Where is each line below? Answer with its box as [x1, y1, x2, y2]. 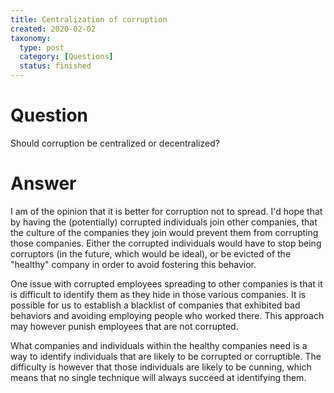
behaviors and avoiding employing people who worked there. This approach [10, 309, 325, 321]
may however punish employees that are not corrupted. [10, 320, 239, 332]
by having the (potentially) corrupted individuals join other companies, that [10, 216, 318, 228]
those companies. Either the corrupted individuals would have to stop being [10, 237, 322, 249]
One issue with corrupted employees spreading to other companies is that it [10, 277, 323, 290]
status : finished [19, 61, 92, 71]
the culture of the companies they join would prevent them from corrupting [10, 226, 319, 238]
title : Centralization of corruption [10, 14, 168, 25]
